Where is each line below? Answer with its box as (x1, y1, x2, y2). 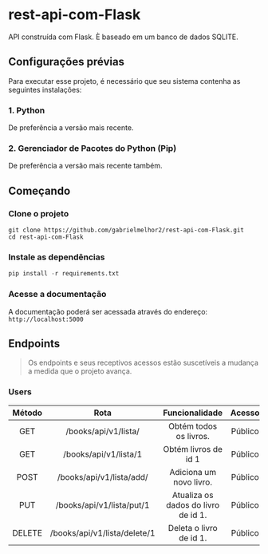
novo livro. (173, 477, 213, 488)
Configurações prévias (8, 55, 125, 69)
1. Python (8, 105, 45, 116)
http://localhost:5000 (8, 315, 84, 323)
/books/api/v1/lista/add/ (57, 471, 149, 482)
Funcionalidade (163, 407, 223, 418)
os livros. (175, 430, 210, 441)
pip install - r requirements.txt (8, 270, 120, 278)
